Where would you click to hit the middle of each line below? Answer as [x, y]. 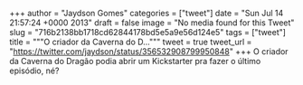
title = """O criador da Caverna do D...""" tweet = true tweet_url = [131, 42]
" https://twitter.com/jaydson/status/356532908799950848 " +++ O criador [149, 52]
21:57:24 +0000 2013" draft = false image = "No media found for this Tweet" [152, 23]
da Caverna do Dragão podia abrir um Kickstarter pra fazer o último [135, 61]
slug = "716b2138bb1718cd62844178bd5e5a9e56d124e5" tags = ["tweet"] [148, 32]
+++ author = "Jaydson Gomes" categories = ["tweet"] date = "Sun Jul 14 [147, 13]
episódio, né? [34, 71]
